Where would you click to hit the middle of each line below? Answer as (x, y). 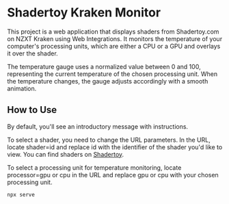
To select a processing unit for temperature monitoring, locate (94, 167)
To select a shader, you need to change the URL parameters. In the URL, (109, 140)
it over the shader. (32, 53)
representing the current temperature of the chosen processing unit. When (112, 74)
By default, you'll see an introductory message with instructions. (98, 126)
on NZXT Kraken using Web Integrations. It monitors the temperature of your (115, 38)
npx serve (21, 194)
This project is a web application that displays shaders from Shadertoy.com (113, 31)
